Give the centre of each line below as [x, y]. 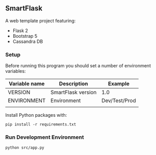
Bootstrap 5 [25, 36]
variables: [16, 71]
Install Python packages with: [36, 115]
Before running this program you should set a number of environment [78, 66]
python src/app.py [25, 148]
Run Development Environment [45, 137]
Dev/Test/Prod [119, 100]
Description [73, 84]
